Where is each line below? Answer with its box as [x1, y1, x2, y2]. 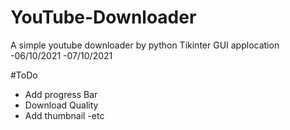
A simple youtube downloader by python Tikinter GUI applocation [10, 39, 280, 51]
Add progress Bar [24, 88, 98, 100]
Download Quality [24, 99, 99, 111]
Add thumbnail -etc [24, 109, 105, 121]
